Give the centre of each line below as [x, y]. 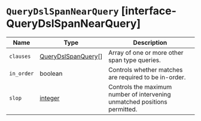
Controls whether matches [146, 70]
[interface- [149, 11]
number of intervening [140, 94]
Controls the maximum [140, 86]
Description [150, 42]
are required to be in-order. [147, 77]
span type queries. [135, 60]
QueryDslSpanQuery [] [71, 56]
